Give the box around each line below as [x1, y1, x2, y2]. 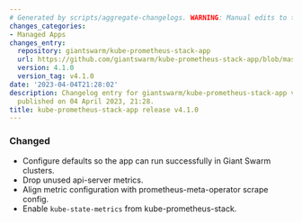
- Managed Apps [9, 30, 67, 39]
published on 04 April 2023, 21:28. [17, 96, 155, 106]
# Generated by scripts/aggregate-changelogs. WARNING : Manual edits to [9, 13, 288, 22]
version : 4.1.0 [17, 64, 75, 73]
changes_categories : [9, 22, 87, 31]
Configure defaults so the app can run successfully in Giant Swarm [22, 155, 271, 166]
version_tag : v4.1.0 [17, 72, 94, 81]
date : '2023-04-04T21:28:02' [9, 80, 119, 89]
